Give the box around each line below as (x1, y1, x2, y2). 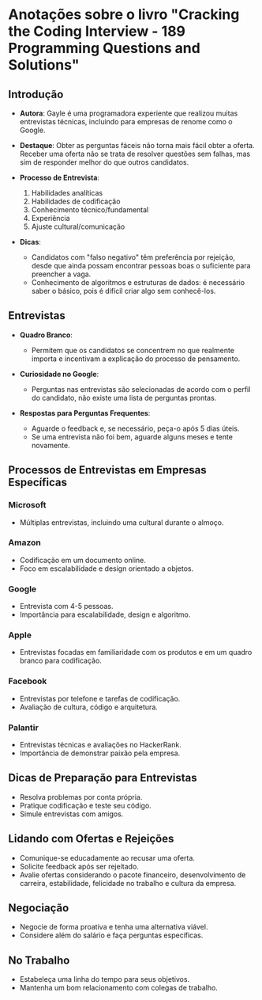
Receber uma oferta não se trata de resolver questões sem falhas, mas (19, 149, 251, 158)
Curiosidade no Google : (19, 369, 99, 378)
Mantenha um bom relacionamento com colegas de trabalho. (19, 983, 219, 993)
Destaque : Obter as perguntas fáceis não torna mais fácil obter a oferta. (19, 141, 255, 150)
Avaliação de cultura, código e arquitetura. (19, 702, 158, 712)
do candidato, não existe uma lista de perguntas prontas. (31, 393, 217, 402)
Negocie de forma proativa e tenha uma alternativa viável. (19, 922, 208, 932)
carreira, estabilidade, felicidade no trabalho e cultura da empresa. (19, 878, 237, 888)
